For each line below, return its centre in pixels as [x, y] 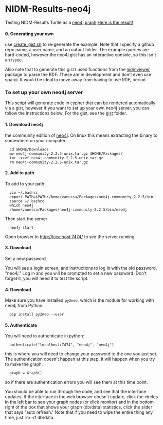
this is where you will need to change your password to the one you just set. [81, 354]
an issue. [14, 60]
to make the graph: [24, 364]
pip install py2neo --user [37, 314]
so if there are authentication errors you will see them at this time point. [77, 382]
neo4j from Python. [24, 306]
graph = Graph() [26, 373]
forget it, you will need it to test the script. [47, 278]
